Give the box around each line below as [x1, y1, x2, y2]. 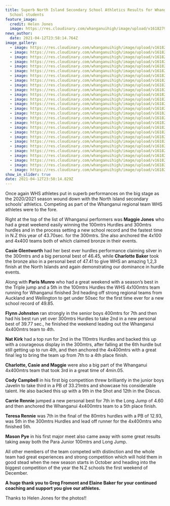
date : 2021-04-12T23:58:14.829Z [5, 176, 73, 182]
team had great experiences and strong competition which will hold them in [5, 454, 162, 460]
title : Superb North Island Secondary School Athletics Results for [5, 7, 153, 13]
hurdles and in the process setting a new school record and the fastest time [5, 227, 163, 233]
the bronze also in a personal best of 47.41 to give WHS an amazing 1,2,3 [5, 258, 157, 264]
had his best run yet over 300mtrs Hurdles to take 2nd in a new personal [5, 315, 156, 321]
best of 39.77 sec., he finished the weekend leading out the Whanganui [5, 321, 154, 327]
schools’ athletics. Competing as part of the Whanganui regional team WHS [5, 201, 163, 207]
